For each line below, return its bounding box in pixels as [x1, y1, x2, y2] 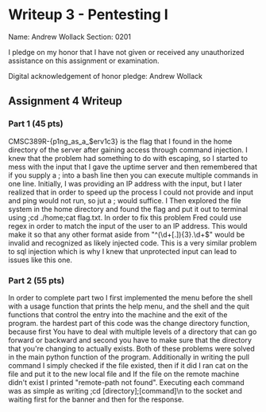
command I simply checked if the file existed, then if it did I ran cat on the [8, 360, 249, 370]
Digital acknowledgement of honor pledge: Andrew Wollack [8, 71, 202, 80]
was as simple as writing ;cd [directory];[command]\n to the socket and [8, 386, 242, 395]
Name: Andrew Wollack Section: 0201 [8, 32, 132, 41]
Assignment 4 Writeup [8, 94, 123, 108]
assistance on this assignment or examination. [8, 56, 160, 65]
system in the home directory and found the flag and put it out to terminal [8, 204, 249, 214]
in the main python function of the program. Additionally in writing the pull [8, 352, 250, 362]
